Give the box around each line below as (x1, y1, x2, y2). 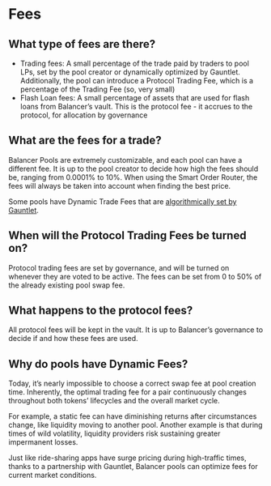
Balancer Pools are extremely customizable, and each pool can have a (8, 155, 243, 164)
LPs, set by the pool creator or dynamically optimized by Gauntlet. (19, 67, 241, 77)
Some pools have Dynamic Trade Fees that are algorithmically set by (8, 196, 237, 207)
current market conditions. (8, 471, 97, 480)
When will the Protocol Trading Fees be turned (8, 228, 247, 243)
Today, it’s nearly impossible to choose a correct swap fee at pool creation (8, 378, 256, 389)
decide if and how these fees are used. (8, 334, 139, 343)
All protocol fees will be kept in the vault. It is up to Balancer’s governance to (8, 325, 264, 335)
